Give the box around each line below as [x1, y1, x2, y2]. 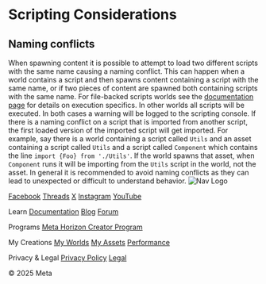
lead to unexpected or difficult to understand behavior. [8, 176, 187, 186]
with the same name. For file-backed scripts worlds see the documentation [8, 92, 254, 101]
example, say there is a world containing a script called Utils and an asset [8, 134, 252, 144]
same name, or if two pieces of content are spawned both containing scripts [8, 83, 258, 93]
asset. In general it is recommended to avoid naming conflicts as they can [8, 168, 249, 177]
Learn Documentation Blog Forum [8, 207, 119, 216]
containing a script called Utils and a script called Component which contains [8, 143, 258, 152]
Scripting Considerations [8, 6, 177, 24]
